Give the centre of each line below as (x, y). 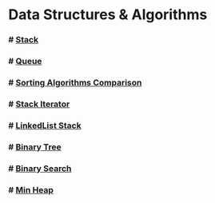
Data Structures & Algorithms (108, 15)
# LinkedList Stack (45, 125)
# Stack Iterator (39, 104)
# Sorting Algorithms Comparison (75, 82)
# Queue (25, 62)
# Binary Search (40, 168)
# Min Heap (31, 189)
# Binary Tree (35, 147)
